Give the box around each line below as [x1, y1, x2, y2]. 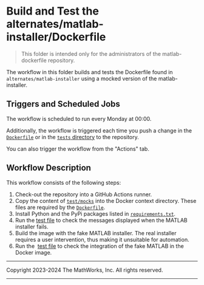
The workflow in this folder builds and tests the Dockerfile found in [6, 68, 173, 75]
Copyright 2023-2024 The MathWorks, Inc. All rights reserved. [6, 266, 163, 273]
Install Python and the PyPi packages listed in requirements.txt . [15, 210, 176, 217]
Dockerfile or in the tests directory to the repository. [6, 133, 140, 140]
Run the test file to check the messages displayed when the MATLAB [15, 216, 188, 224]
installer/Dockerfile [6, 30, 106, 44]
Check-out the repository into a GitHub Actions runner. [15, 190, 152, 198]
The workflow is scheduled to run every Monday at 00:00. [6, 115, 152, 122]
